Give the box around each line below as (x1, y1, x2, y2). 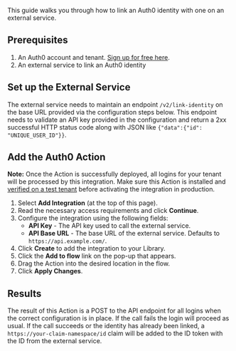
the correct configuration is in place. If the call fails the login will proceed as (7, 314, 230, 323)
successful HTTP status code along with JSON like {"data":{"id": (7, 122, 203, 131)
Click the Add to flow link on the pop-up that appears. (17, 252, 176, 261)
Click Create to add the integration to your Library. (17, 244, 166, 253)
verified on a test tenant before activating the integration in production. (7, 185, 215, 194)
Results (7, 288, 42, 300)
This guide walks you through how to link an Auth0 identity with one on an (7, 6, 225, 14)
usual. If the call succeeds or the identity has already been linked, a (7, 322, 205, 330)
